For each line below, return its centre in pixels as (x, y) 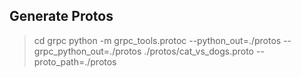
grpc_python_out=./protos (87, 51)
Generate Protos (61, 16)
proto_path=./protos (75, 61)
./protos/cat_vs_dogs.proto (199, 51)
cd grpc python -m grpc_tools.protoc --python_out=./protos (157, 40)
